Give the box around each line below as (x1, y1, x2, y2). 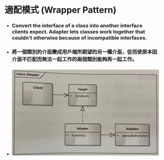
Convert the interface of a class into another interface (11, 23, 143, 29)
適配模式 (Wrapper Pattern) (4, 4, 117, 16)
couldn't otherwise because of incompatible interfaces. (11, 35, 147, 42)
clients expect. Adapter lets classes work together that (11, 28, 145, 35)
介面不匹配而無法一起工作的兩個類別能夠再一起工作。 (11, 56, 138, 63)
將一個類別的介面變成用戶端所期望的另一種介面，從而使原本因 (11, 48, 158, 55)
